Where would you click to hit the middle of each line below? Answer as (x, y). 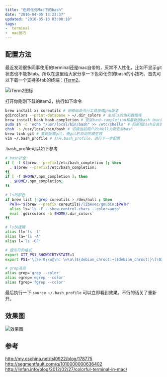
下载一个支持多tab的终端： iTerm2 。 (46, 80)
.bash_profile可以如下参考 (32, 148)
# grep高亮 (16, 268)
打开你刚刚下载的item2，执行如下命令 (43, 101)
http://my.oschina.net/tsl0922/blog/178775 (49, 359)
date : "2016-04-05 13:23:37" (35, 14)
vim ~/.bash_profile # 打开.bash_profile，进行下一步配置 (63, 139)
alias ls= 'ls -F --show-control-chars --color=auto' (65, 209)
